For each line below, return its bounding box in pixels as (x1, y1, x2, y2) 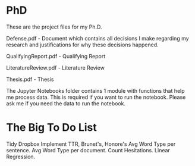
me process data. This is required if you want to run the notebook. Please (6, 93, 186, 101)
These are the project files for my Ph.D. (6, 23, 102, 30)
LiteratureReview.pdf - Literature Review (6, 64, 105, 71)
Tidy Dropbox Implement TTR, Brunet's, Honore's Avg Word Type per (6, 140, 176, 148)
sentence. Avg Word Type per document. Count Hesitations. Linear (6, 146, 171, 154)
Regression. (6, 153, 36, 160)
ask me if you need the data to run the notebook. (6, 99, 126, 107)
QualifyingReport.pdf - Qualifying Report (6, 52, 106, 59)
